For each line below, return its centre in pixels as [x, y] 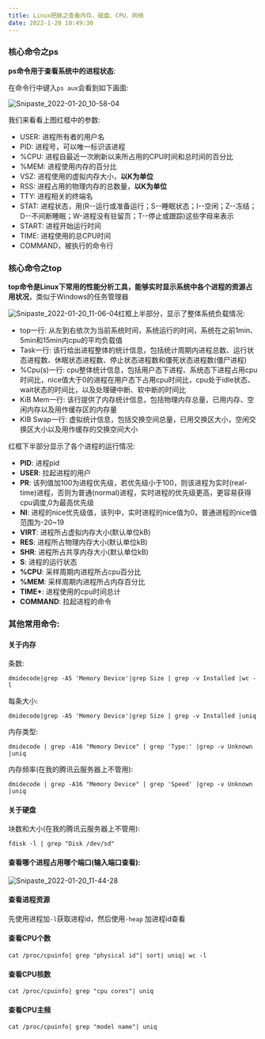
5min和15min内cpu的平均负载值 [71, 341]
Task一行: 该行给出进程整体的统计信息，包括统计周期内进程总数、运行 [133, 350]
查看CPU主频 [30, 1010]
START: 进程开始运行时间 [60, 226]
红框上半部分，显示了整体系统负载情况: [182, 314]
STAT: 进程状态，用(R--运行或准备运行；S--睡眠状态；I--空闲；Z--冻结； [138, 206]
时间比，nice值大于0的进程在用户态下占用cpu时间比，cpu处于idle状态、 [137, 380]
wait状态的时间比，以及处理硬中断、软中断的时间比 [103, 390]
